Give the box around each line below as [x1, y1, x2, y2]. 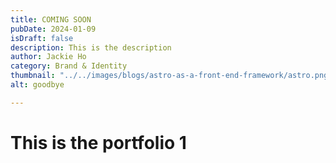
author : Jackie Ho [10, 52, 87, 62]
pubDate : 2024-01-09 [10, 24, 97, 34]
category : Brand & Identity [10, 61, 128, 71]
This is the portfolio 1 [10, 131, 187, 154]
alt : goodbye [10, 80, 65, 90]
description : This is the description [10, 42, 172, 53]
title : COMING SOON [10, 14, 92, 25]
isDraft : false [10, 33, 74, 43]
